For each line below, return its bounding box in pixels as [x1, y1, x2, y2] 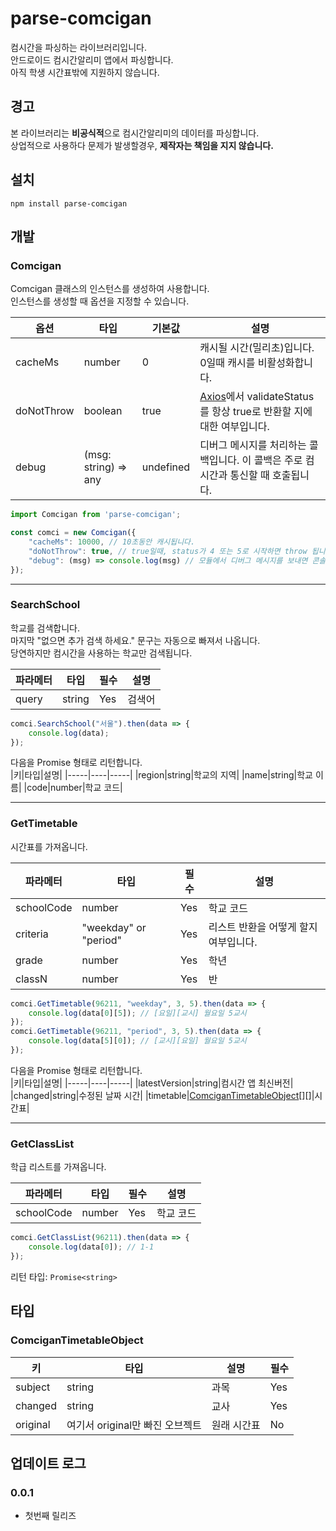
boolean [83, 404, 123, 418]
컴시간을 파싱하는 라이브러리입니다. [10, 41, 147, 53]
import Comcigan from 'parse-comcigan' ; [10, 510, 182, 520]
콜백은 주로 [253, 453, 303, 467]
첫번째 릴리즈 [24, 1510, 77, 1522]
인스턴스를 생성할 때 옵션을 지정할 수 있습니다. [10, 295, 190, 307]
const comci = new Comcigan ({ [10, 528, 137, 538]
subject [15, 1380, 51, 1394]
